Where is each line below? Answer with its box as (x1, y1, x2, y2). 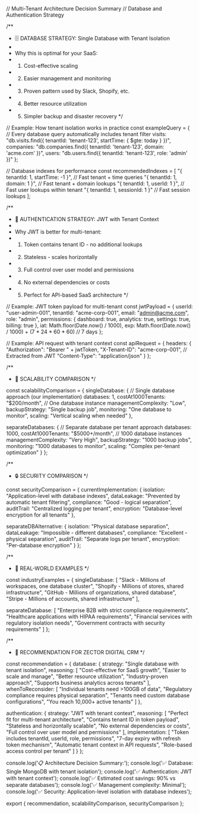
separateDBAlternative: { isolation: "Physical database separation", (6, 523, 170, 530)
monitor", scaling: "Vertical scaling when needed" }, (6, 412, 133, 419)
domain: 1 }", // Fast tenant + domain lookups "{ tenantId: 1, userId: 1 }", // (6, 180, 185, 187)
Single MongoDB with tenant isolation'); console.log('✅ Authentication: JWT (6, 768, 192, 775)
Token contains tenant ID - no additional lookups (23, 241, 143, 248)
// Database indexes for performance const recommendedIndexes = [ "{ (6, 168, 182, 174)
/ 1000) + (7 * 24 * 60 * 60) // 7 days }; (6, 328, 103, 335)
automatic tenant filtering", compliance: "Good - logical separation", (6, 499, 172, 506)
